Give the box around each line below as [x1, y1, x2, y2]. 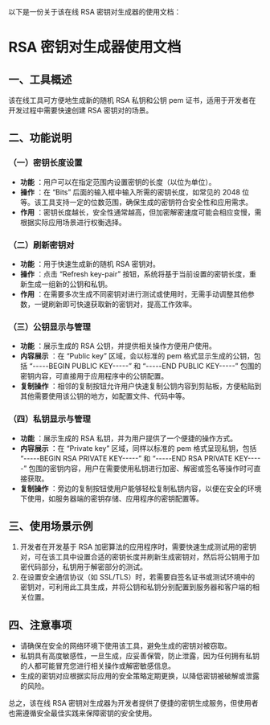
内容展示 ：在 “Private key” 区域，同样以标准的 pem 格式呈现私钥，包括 [19, 443, 257, 453]
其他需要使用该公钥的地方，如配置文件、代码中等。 [19, 391, 190, 401]
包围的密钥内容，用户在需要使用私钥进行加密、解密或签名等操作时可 [28, 463, 255, 473]
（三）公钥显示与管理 [8, 321, 91, 332]
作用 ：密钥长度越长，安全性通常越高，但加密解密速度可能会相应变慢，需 [19, 207, 262, 217]
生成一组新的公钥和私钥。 [27, 279, 112, 289]
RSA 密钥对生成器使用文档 [8, 39, 182, 56]
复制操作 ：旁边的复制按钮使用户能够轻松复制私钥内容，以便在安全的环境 [19, 483, 262, 493]
